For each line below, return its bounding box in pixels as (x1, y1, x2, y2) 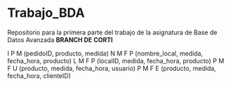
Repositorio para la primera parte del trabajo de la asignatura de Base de (7, 28, 218, 36)
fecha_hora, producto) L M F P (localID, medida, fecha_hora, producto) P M (7, 56, 225, 65)
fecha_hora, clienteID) (7, 72, 72, 80)
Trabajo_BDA (7, 5, 86, 21)
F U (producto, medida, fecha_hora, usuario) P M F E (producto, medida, (7, 64, 216, 72)
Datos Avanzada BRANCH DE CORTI (7, 35, 114, 43)
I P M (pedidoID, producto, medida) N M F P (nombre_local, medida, (7, 49, 204, 58)
